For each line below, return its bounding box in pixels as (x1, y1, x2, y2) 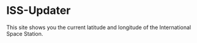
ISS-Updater (6, 4, 71, 18)
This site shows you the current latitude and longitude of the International (6, 24, 191, 31)
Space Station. (6, 30, 43, 37)
